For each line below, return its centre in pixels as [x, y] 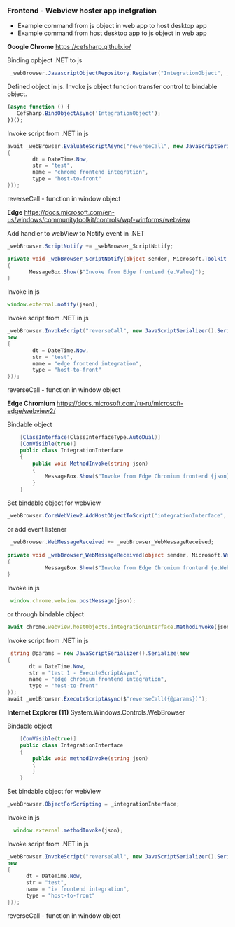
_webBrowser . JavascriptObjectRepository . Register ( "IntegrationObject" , [117, 73]
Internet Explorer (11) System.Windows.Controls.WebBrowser [96, 712]
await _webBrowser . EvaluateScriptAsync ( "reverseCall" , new [95, 146]
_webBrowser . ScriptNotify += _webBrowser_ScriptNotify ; [90, 246]
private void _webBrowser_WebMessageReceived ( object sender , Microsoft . [115, 555]
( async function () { [39, 107]
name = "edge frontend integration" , [87, 363]
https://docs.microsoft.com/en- [70, 212]
